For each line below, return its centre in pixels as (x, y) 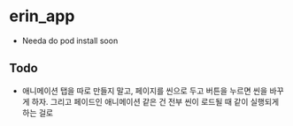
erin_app (42, 16)
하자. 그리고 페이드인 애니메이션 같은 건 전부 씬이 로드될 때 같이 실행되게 (155, 101)
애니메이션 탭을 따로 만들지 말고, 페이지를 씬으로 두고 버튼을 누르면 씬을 (145, 91)
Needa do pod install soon (70, 41)
